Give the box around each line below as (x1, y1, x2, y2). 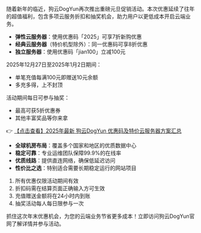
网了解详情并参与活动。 (6, 220, 64, 227)
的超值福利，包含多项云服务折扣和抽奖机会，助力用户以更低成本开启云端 (6, 13, 185, 20)
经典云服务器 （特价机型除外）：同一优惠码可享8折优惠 (14, 41, 148, 48)
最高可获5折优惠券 (14, 107, 61, 114)
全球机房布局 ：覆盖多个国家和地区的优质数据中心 (14, 142, 137, 149)
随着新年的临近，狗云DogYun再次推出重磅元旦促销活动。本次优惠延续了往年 (6, 5, 195, 12)
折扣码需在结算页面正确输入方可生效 (14, 185, 105, 191)
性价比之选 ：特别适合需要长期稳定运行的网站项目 (14, 164, 137, 172)
